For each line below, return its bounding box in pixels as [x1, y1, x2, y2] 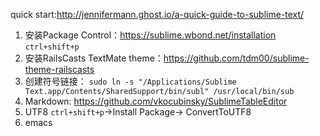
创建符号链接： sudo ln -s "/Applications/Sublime [24, 75, 237, 87]
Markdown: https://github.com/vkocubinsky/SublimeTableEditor [24, 95, 288, 107]
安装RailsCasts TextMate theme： [24, 52, 164, 64]
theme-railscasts [24, 64, 95, 75]
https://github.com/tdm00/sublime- [163, 52, 310, 64]
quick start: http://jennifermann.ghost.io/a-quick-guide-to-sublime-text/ [10, 9, 305, 20]
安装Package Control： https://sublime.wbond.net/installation [24, 29, 277, 41]
